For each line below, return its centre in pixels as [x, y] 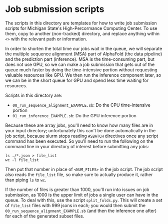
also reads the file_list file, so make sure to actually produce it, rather [79, 174]
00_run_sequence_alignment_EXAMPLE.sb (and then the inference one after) [81, 211]
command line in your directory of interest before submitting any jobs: [77, 146]
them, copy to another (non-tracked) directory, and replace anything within [82, 33]
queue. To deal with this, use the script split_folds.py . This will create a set [84, 200]
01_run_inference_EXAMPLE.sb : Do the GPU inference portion [74, 115]
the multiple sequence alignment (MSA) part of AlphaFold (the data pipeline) [84, 54]
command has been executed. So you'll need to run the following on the [79, 141]
